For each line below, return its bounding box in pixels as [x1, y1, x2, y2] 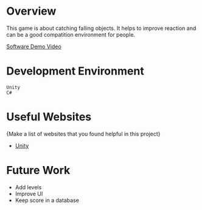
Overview [6, 4, 57, 18]
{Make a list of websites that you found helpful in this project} [6, 130, 161, 137]
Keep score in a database [15, 197, 79, 204]
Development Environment [6, 64, 144, 78]
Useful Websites [6, 110, 92, 124]
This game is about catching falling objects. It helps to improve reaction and [6, 24, 197, 32]
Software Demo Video [6, 43, 62, 50]
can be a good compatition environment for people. [6, 31, 136, 38]
